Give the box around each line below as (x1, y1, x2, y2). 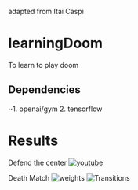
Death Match (8, 173, 50, 182)
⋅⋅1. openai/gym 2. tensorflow (8, 104, 103, 114)
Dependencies (8, 83, 81, 97)
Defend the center (8, 158, 67, 167)
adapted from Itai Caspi (8, 7, 85, 16)
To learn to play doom (8, 60, 79, 69)
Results (8, 132, 59, 149)
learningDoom (8, 35, 103, 52)
